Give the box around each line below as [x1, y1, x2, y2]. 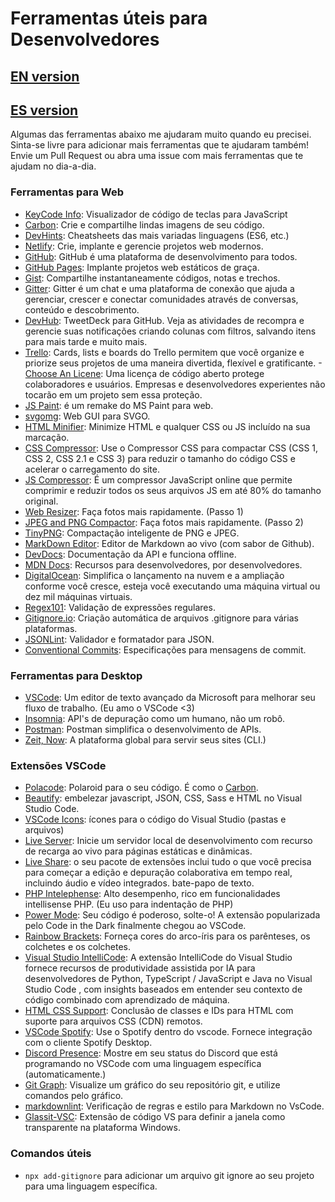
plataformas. [24, 622, 78, 634]
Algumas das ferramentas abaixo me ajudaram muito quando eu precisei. [10, 128, 312, 141]
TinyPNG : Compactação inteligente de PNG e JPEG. [24, 527, 240, 539]
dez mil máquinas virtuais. [24, 590, 133, 602]
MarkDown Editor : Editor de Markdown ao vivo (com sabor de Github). [24, 537, 315, 549]
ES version [10, 102, 79, 119]
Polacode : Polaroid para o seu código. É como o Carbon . [24, 782, 259, 794]
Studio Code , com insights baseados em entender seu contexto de [24, 983, 303, 996]
